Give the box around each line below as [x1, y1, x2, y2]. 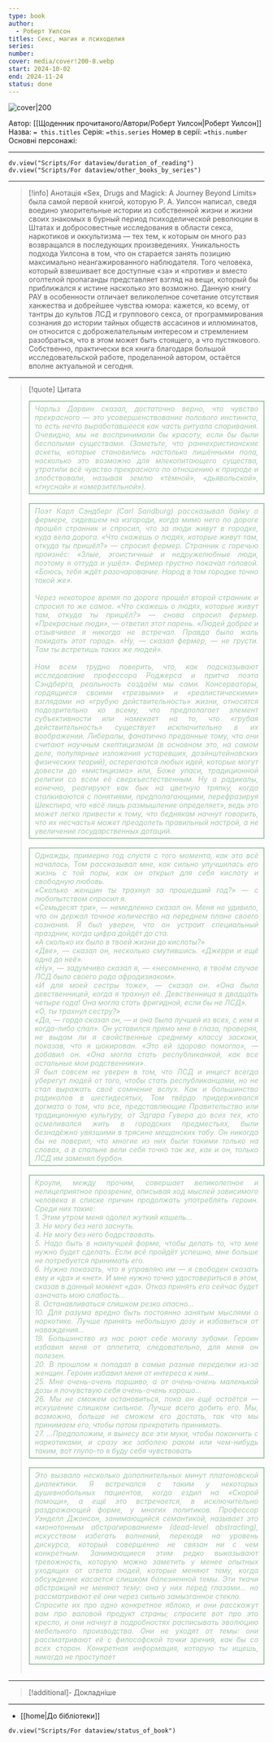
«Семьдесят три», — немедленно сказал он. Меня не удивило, [34, 902, 258, 912]
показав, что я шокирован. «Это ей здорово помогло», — [34, 1040, 258, 1050]
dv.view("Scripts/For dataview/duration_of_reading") [8, 159, 195, 167]
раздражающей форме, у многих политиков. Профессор [34, 1504, 258, 1514]
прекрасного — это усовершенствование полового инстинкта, [34, 412, 258, 422]
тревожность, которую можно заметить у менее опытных [34, 1557, 258, 1566]
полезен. [34, 1351, 66, 1360]
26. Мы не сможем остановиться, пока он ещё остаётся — [34, 1394, 258, 1404]
